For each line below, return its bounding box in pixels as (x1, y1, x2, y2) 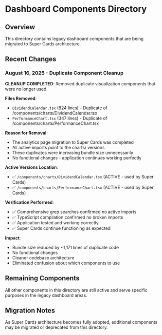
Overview (5, 23, 36, 31)
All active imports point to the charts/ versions (12, 144, 105, 150)
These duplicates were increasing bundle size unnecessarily (12, 150, 134, 156)
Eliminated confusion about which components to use (12, 260, 120, 266)
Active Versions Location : (5, 164, 58, 170)
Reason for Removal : (5, 130, 48, 136)
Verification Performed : (5, 199, 54, 205)
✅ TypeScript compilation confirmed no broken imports (12, 214, 123, 220)
